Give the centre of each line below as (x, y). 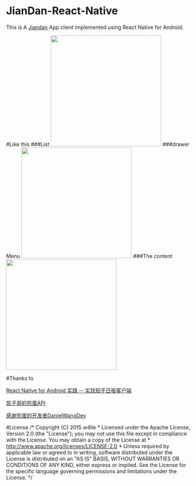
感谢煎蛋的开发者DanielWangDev (46, 415)
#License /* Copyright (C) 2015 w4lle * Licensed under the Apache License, (98, 427)
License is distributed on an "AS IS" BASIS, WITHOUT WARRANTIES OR (93, 458)
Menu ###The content (89, 256)
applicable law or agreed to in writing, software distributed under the (89, 452)
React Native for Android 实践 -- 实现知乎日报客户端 (69, 390)
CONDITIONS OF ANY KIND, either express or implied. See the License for (96, 465)
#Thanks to (20, 378)
